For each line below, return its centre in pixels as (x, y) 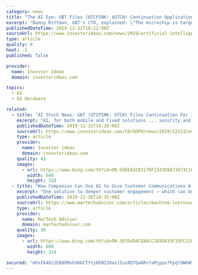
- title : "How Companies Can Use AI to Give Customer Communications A (101, 186)
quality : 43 (31, 159)
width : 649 (41, 175)
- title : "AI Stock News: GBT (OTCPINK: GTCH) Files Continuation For (100, 115)
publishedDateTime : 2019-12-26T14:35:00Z (68, 197)
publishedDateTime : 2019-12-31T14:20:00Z (68, 126)
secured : (17, 263)
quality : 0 (19, 45)
